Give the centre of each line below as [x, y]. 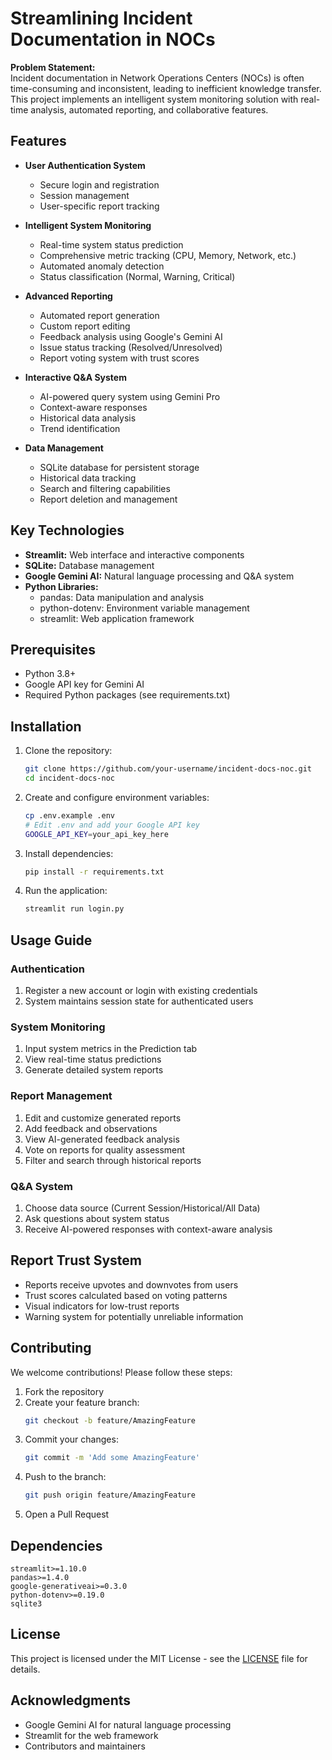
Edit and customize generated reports [103, 1118]
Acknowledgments [71, 1700]
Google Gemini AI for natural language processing [128, 1724]
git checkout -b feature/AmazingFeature [110, 1420]
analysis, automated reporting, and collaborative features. [149, 109]
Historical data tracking [88, 478]
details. [25, 1669]
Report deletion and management [108, 499]
